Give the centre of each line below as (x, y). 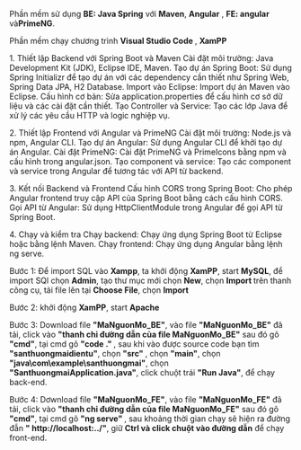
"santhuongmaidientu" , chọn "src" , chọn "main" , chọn (115, 353)
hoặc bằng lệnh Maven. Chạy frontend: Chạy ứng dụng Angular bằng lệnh (146, 244)
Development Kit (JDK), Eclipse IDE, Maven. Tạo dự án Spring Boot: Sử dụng (150, 68)
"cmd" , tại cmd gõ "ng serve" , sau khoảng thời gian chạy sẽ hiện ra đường (150, 419)
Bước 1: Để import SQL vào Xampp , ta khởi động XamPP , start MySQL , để (146, 271)
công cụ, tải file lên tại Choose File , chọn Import (99, 290)
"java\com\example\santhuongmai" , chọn (89, 363)
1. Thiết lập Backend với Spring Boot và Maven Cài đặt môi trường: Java (142, 58)
